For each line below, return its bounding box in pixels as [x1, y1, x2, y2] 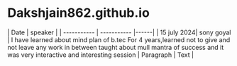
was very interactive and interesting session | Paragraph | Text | [7, 51, 194, 59]
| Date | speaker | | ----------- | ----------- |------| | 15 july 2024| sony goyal [7, 28, 231, 37]
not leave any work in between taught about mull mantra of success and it [7, 43, 224, 51]
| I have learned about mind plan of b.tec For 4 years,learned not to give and [7, 35, 231, 44]
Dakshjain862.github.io [7, 5, 150, 21]
